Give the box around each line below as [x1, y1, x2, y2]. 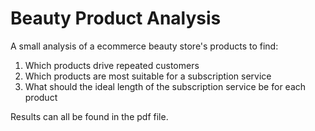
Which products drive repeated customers [24, 59, 200, 71]
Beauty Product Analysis [10, 7, 222, 30]
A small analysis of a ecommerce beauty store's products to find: [10, 40, 279, 52]
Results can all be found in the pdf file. [10, 110, 169, 122]
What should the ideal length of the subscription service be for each [24, 80, 307, 92]
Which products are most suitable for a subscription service [24, 70, 272, 82]
